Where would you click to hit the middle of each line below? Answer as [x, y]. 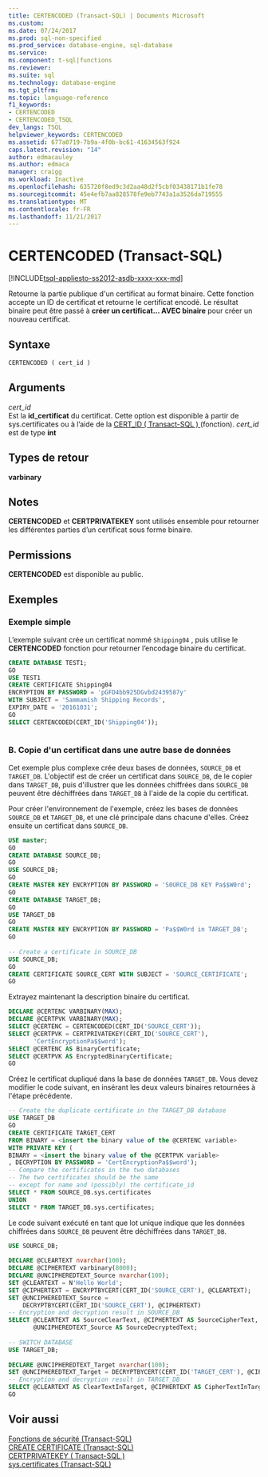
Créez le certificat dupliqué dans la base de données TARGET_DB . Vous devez [133, 1079]
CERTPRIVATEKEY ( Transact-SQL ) [67, 1455]
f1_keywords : [30, 105]
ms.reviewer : [30, 68]
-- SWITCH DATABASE [41, 1342]
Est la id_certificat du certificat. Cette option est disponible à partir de [124, 415]
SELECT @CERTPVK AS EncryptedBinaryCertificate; [91, 1056]
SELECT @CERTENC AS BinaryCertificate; [75, 1049]
